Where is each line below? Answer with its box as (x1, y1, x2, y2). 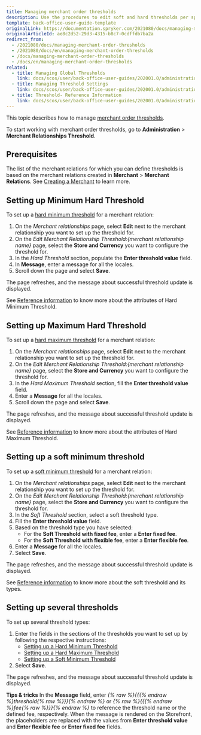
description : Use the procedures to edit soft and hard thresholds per (6, 14, 188, 20)
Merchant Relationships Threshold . (6, 132, 96, 139)
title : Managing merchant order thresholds (6, 8, 117, 15)
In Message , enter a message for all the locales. (14, 261, 134, 268)
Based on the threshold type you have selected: (14, 524, 133, 531)
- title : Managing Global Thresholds (11, 70, 106, 76)
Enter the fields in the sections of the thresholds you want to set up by (14, 630, 188, 637)
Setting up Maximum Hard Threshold (6, 321, 147, 331)
